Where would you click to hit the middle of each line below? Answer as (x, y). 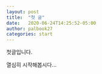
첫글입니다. (19, 52)
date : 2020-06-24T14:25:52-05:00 (51, 23)
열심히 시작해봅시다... (31, 65)
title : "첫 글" (25, 17)
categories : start (29, 34)
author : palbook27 (29, 29)
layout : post (23, 12)
